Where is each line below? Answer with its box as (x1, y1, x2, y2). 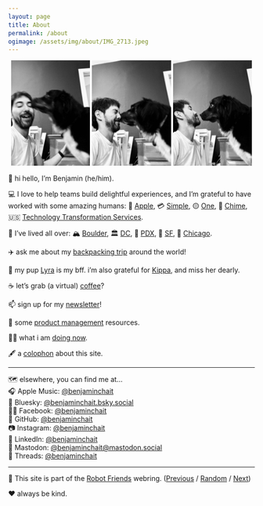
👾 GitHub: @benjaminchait (8, 414, 93, 424)
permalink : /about (8, 29, 68, 37)
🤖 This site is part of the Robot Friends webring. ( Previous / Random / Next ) (8, 474, 251, 483)
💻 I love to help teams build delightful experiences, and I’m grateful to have (8, 189, 252, 199)
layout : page (8, 13, 51, 20)
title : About (8, 20, 51, 29)
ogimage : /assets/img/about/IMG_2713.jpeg (8, 38, 149, 46)
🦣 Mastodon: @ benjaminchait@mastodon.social (8, 443, 163, 453)
